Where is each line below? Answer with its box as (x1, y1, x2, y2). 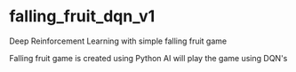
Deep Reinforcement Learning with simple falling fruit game (9, 36, 228, 46)
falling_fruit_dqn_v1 (9, 6, 156, 27)
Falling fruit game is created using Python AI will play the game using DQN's (9, 52, 288, 63)
